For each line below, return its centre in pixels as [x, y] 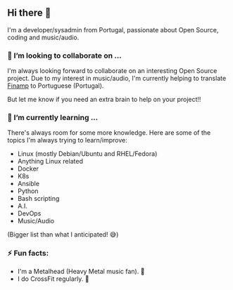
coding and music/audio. [43, 37]
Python [28, 191]
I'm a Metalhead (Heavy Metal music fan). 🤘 [81, 271]
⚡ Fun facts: [28, 253]
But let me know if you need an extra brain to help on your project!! [104, 100]
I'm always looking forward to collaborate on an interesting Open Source [112, 71]
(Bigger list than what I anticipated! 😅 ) [63, 235]
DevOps [29, 213]
